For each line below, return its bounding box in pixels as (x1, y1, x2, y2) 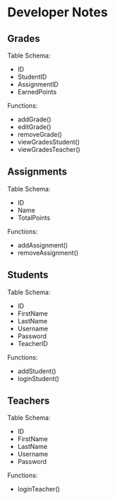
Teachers (7, 395, 50, 407)
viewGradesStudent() (17, 138, 80, 146)
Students (7, 269, 49, 281)
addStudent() (17, 367, 56, 375)
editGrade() (17, 123, 52, 131)
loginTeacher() (17, 485, 60, 494)
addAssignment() (17, 240, 68, 249)
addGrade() (17, 115, 52, 123)
